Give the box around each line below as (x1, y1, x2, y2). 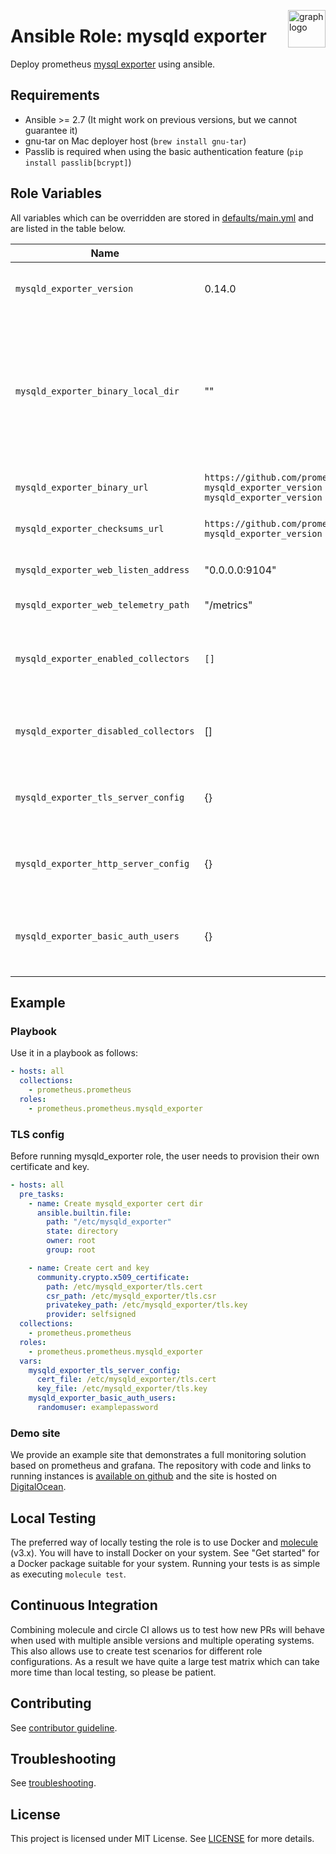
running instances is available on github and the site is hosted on (10, 1470, 278, 1482)
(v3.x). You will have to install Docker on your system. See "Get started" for (10, 1547, 320, 1559)
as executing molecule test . (10, 1568, 127, 1580)
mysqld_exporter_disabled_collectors (15, 725, 195, 737)
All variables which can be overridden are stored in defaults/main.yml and (10, 211, 314, 224)
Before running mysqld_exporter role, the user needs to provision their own (10, 1150, 320, 1162)
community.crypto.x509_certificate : (36, 1272, 190, 1282)
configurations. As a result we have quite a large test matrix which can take (10, 1655, 320, 1667)
